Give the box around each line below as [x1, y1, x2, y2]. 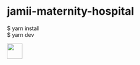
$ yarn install [7, 25, 40, 32]
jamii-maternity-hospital [7, 4, 134, 18]
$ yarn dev [7, 31, 34, 38]
